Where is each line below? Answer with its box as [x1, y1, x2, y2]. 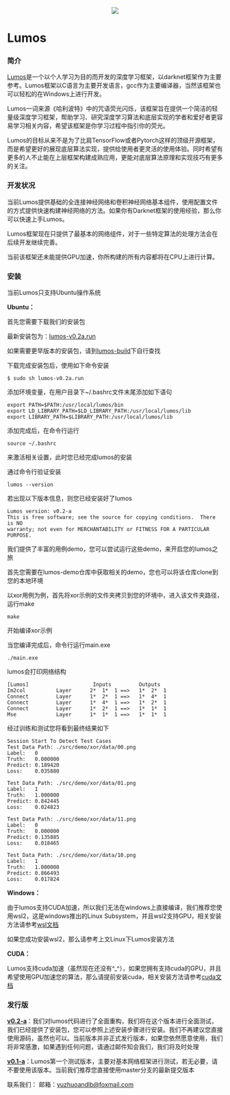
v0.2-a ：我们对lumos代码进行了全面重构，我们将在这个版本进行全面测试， [7, 1017, 218, 1025]
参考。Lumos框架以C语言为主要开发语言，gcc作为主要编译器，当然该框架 [7, 82, 216, 90]
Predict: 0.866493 [7, 870, 60, 877]
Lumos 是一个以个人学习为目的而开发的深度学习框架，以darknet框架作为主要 [7, 73, 222, 81]
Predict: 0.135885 [7, 834, 60, 841]
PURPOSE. [7, 532, 32, 539]
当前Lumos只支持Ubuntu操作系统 [7, 288, 101, 297]
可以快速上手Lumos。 [7, 215, 68, 223]
